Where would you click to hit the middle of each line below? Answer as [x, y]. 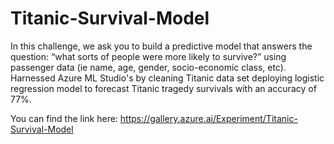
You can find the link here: [64, 118]
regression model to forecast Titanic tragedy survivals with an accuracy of [163, 88]
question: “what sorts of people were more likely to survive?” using [148, 56]
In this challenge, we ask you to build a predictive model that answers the [161, 46]
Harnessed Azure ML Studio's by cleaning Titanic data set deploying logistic [167, 78]
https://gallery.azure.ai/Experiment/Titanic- [208, 118]
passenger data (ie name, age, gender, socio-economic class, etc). [148, 67]
